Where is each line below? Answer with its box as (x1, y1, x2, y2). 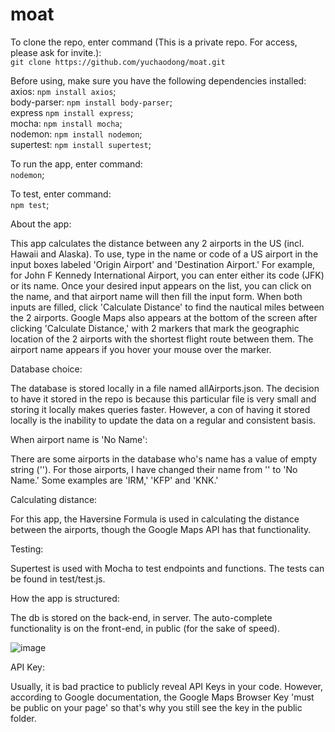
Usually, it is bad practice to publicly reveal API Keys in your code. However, (10, 680, 323, 692)
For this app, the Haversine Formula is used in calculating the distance (10, 513, 300, 525)
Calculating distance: (10, 493, 98, 505)
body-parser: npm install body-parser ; (10, 96, 173, 108)
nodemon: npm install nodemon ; (10, 128, 143, 140)
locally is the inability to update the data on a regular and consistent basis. (10, 414, 317, 426)
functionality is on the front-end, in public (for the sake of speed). (10, 622, 280, 634)
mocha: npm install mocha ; (10, 117, 123, 129)
